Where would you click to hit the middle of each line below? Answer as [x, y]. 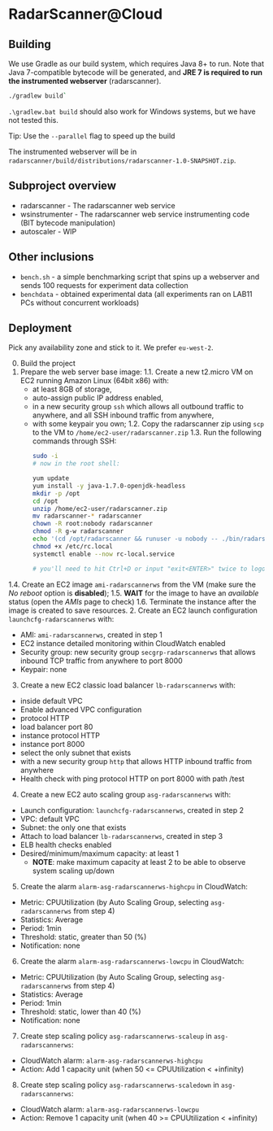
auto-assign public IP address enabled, [98, 398]
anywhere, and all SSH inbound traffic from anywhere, [123, 415]
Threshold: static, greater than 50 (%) [83, 937]
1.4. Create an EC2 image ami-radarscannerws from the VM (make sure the [132, 584]
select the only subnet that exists [76, 753]
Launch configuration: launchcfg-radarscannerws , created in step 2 [132, 810]
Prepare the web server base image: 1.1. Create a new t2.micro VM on [136, 372]
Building [30, 44]
